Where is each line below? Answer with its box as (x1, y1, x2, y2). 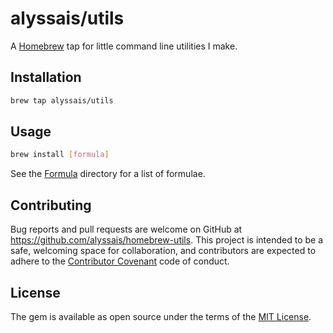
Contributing (10, 197, 92, 214)
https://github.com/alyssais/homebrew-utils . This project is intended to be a (10, 234, 324, 246)
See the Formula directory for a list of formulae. (10, 168, 206, 180)
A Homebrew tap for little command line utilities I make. (10, 40, 238, 52)
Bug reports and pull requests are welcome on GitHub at (10, 223, 243, 236)
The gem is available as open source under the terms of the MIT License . (10, 310, 312, 322)
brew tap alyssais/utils (10, 95, 114, 106)
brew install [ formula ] (10, 150, 110, 160)
